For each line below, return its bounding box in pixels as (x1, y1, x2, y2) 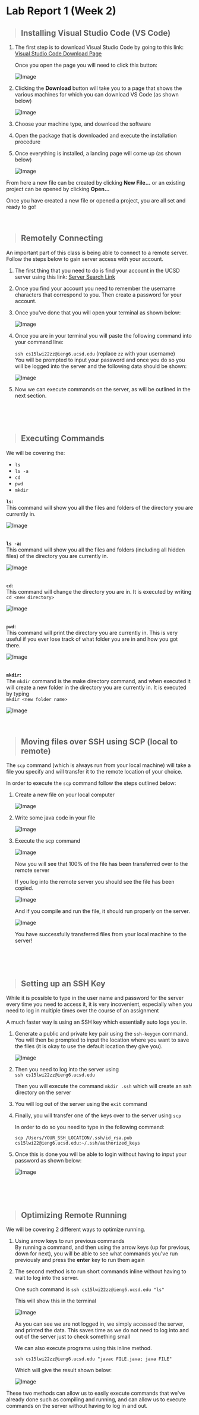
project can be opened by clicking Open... (6, 186, 110, 192)
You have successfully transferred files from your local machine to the (14, 931, 187, 938)
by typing (6, 690, 30, 697)
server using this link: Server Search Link (14, 273, 116, 280)
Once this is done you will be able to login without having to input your (14, 1151, 187, 1158)
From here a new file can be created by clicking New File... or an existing (6, 179, 185, 186)
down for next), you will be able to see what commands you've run (14, 1250, 178, 1257)
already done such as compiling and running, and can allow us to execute (6, 1396, 187, 1403)
